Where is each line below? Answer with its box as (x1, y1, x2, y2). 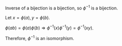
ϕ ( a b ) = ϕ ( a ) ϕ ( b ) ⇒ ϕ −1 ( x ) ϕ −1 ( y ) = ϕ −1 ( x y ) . (5, 24, 94, 31)
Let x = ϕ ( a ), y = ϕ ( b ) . (5, 14, 50, 20)
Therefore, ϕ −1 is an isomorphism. (5, 35, 75, 41)
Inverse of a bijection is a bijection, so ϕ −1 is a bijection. (5, 4, 118, 11)
